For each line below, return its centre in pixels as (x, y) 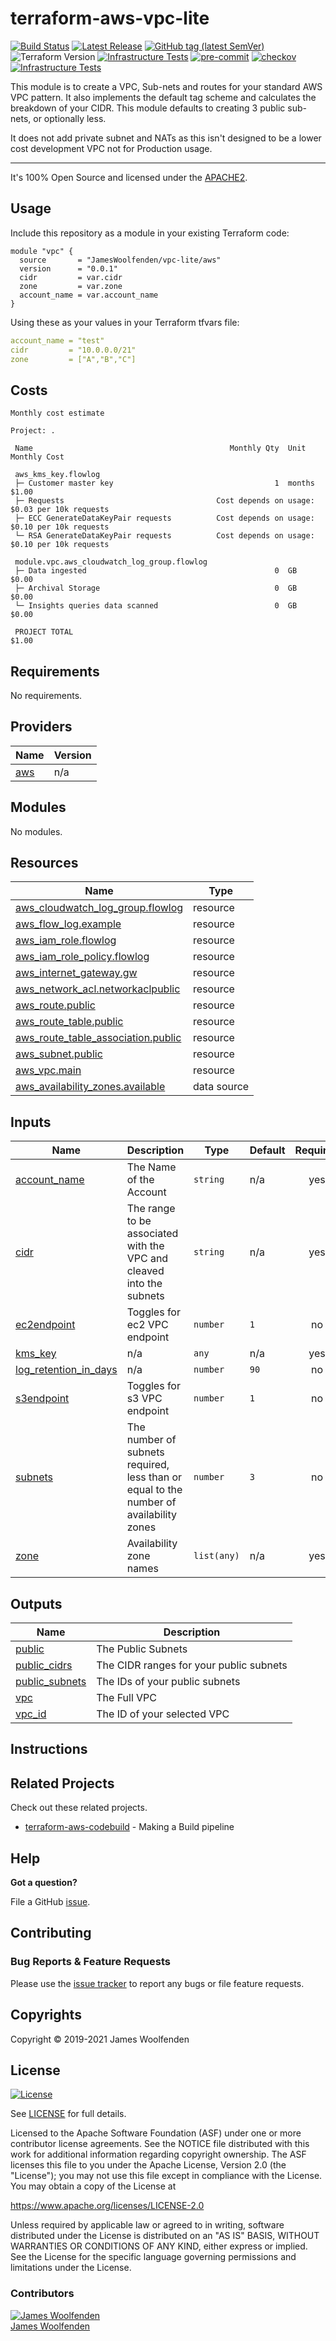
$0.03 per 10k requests (60, 510)
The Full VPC (127, 1698)
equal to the (154, 1490)
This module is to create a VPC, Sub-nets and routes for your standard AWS (166, 86)
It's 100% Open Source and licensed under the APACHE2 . (129, 177)
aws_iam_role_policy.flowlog (82, 957)
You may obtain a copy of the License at (93, 2186)
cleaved (145, 1271)
